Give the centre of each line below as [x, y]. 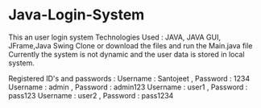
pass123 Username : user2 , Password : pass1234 [91, 95]
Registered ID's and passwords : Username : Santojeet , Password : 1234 [129, 78]
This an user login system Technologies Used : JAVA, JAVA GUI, [115, 37]
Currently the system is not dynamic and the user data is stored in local [126, 54]
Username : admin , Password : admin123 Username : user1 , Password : [128, 87]
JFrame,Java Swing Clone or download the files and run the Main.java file [130, 45]
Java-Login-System [77, 15]
